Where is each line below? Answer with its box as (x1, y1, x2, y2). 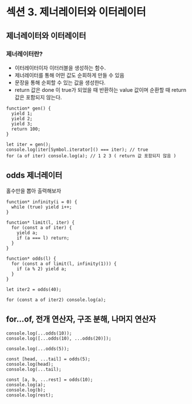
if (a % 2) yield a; (16, 266, 67, 271)
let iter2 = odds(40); (6, 286, 62, 292)
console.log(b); (6, 387, 46, 393)
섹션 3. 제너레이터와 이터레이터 (6, 5, 146, 19)
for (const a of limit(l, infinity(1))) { (11, 260, 117, 267)
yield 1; (11, 110, 33, 117)
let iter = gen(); (6, 141, 51, 147)
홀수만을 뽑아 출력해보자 (6, 187, 62, 194)
